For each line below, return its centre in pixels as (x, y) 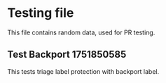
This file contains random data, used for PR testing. (81, 32)
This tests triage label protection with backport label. (83, 71)
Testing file (41, 13)
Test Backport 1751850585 (67, 55)
